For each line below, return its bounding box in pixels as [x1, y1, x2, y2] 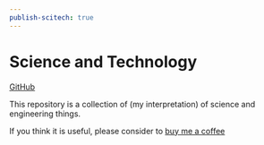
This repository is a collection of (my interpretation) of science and [9, 98, 256, 109]
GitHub [9, 81, 36, 92]
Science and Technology [9, 51, 198, 72]
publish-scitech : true [9, 13, 94, 22]
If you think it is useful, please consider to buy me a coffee [9, 125, 226, 136]
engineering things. [9, 108, 81, 119]
